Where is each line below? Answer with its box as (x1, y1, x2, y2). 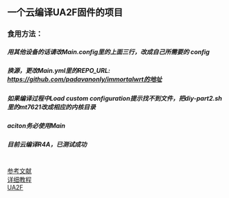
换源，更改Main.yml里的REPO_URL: (7, 67, 111, 75)
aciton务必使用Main (7, 122, 66, 130)
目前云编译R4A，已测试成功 (7, 140, 87, 149)
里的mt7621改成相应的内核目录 (7, 103, 96, 111)
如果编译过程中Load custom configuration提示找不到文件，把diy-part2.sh (7, 94, 223, 102)
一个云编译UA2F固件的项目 (7, 6, 124, 19)
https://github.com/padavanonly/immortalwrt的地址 (7, 75, 162, 83)
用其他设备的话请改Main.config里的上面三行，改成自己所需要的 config (7, 47, 210, 56)
